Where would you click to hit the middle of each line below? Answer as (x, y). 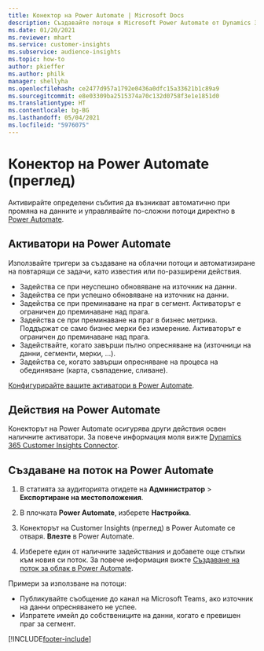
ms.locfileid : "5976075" (49, 125)
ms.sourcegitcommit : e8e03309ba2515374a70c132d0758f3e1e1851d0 (114, 96)
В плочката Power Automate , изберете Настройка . (105, 513)
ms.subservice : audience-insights (65, 52)
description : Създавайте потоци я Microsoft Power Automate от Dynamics (130, 23)
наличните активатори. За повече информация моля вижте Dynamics (125, 437)
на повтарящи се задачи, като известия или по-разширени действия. (125, 271)
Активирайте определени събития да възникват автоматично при (119, 202)
